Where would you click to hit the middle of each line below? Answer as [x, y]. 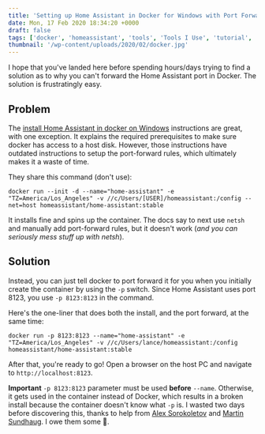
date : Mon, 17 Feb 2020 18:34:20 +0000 [74, 23]
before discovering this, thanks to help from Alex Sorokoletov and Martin [126, 413]
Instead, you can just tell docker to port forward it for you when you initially [130, 281]
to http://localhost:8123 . [50, 372]
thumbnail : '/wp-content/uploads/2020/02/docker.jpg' [99, 45]
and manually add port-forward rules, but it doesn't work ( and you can [123, 228]
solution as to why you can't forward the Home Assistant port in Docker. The [132, 76]
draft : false [30, 30]
